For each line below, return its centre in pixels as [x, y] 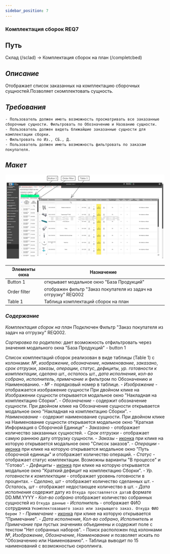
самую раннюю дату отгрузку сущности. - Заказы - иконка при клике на [84, 438]
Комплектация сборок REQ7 [42, 29]
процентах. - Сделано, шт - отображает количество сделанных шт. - [80, 481]
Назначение [103, 272]
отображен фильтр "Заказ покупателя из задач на [98, 289]
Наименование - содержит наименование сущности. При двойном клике [85, 417]
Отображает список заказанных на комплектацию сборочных [73, 86]
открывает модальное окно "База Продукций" [94, 282]
